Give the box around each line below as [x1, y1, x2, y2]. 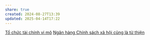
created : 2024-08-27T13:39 [5, 12, 60, 17]
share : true [5, 7, 29, 12]
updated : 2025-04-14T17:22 [5, 16, 60, 21]
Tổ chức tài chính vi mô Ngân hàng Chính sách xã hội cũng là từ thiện [5, 30, 145, 36]
